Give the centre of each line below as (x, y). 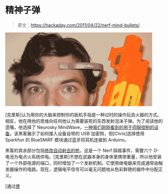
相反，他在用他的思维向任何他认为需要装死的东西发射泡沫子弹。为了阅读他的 (84, 121)
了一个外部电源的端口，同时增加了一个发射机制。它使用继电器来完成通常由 (82, 163)
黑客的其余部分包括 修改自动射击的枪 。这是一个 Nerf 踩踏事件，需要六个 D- (82, 150)
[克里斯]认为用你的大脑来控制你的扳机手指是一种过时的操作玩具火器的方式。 (83, 115)
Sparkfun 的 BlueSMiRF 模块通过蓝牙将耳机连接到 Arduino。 (67, 140)
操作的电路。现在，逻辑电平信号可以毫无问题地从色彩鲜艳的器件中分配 (86, 169)
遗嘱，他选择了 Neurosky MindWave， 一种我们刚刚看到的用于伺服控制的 (80, 127)
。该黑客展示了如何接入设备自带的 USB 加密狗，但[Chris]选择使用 (77, 133)
